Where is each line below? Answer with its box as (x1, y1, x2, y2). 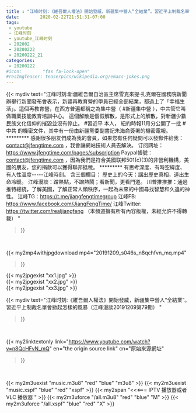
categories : (6, 57, 35, 63)
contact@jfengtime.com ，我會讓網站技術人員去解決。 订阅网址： (6, 142, 164, 149)
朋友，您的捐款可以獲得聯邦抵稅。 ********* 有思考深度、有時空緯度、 (16, 164, 185, 171)
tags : (6, 19, 19, 25)
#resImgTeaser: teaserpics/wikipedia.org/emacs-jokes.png (6, 74, 150, 80)
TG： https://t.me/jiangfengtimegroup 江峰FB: (27, 193, 136, 200)
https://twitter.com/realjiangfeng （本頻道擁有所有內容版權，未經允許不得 (6, 208, 183, 215)
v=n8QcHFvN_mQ (6, 345, 50, 352)
